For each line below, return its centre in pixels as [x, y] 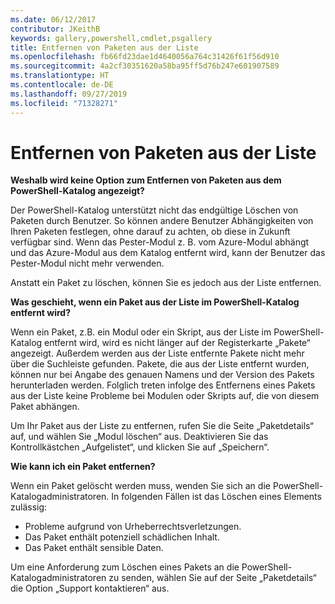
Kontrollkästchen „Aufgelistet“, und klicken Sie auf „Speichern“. [140, 447]
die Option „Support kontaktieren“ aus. [90, 588]
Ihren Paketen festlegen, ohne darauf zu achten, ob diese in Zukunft [150, 232]
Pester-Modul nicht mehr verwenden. [87, 263]
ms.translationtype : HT [60, 76]
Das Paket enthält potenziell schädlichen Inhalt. [122, 537]
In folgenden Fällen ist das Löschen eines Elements [216, 497]
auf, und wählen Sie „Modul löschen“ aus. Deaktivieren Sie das [139, 437]
